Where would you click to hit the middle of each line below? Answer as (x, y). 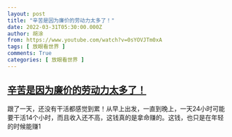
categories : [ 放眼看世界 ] (46, 60)
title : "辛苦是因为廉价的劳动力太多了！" (61, 20)
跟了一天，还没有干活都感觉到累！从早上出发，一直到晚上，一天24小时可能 (116, 108)
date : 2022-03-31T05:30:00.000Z (55, 27)
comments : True (30, 54)
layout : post (26, 14)
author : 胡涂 (25, 34)
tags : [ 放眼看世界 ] (36, 47)
